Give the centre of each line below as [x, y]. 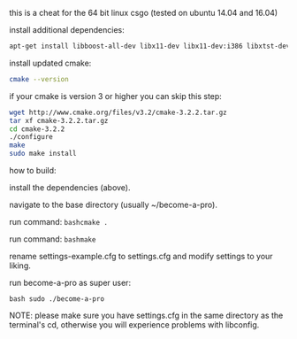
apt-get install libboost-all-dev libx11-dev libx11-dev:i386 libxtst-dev [150, 46]
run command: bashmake [53, 239]
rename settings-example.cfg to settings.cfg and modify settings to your [141, 256]
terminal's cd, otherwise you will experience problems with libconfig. [134, 325]
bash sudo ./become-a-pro [57, 299]
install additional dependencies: [67, 30]
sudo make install [43, 154]
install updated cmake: [50, 63]
